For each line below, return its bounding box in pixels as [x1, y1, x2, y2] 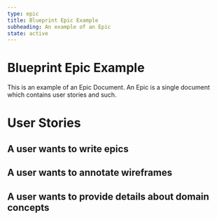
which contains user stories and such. [7, 90, 117, 99]
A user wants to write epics [7, 143, 129, 155]
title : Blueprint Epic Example [7, 17, 99, 24]
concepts [7, 201, 50, 214]
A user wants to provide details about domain [7, 191, 210, 202]
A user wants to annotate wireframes [7, 167, 173, 179]
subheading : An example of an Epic [7, 23, 111, 30]
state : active [7, 29, 49, 37]
